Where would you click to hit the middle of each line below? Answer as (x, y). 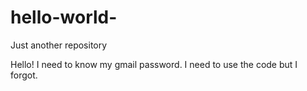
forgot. (24, 75)
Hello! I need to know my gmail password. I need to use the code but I (154, 64)
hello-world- (64, 17)
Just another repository (59, 45)
